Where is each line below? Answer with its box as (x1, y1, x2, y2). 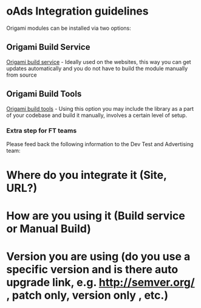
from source (6, 71, 38, 79)
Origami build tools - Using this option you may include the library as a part (6, 105, 194, 112)
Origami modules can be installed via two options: (6, 24, 132, 32)
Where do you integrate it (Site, (6, 169, 167, 182)
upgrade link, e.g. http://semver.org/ (6, 276, 196, 290)
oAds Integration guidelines (6, 4, 149, 18)
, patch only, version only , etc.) (6, 289, 169, 303)
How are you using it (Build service (6, 209, 185, 223)
